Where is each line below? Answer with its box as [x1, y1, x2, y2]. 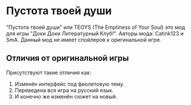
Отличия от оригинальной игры [6, 53, 129, 63]
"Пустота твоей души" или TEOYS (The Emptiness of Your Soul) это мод [6, 24, 186, 31]
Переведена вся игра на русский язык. [14, 87, 114, 94]
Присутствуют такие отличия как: [6, 69, 91, 76]
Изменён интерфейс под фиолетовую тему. [14, 80, 125, 87]
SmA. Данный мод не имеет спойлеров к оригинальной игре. [6, 36, 162, 43]
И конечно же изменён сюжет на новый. [14, 93, 118, 100]
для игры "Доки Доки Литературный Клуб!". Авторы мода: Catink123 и [6, 29, 184, 37]
